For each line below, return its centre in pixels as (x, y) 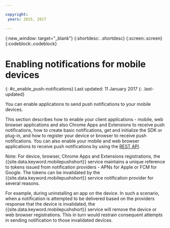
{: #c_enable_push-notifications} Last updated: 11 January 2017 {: (74, 89)
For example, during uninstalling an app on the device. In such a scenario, (82, 193)
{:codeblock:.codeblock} (31, 43)
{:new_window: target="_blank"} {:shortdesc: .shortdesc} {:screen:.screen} (84, 38)
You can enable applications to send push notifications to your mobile (78, 104)
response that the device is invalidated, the (50, 204)
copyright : (17, 14)
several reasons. (23, 183)
